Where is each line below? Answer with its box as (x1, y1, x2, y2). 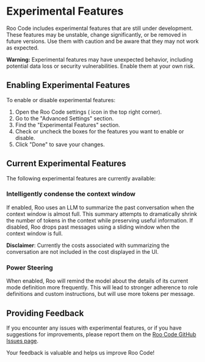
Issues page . (6, 337, 38, 344)
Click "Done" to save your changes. (15, 141, 105, 148)
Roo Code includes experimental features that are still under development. (6, 24, 193, 32)
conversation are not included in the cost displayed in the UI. (6, 248, 159, 255)
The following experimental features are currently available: (6, 174, 156, 182)
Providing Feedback (6, 308, 84, 319)
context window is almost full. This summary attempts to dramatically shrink (6, 210, 198, 218)
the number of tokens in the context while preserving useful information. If (6, 216, 193, 224)
